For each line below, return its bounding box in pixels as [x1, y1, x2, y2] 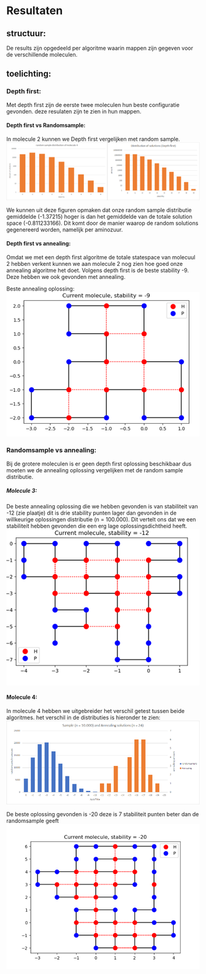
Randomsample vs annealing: [6, 446, 97, 454]
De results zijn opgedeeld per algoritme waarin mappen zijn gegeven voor [6, 44, 193, 52]
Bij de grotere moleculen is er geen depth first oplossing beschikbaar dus [6, 460, 192, 467]
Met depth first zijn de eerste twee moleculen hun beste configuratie [6, 101, 180, 108]
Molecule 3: [6, 487, 37, 494]
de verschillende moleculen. [6, 51, 78, 58]
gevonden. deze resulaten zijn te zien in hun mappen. [6, 107, 142, 115]
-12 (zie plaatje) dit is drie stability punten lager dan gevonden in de [6, 509, 177, 516]
